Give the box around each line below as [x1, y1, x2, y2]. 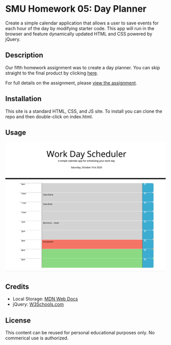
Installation [5, 95, 42, 103]
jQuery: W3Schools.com [12, 301, 64, 307]
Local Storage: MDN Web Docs [12, 296, 78, 302]
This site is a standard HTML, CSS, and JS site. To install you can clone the [5, 108, 163, 114]
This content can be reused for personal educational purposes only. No [5, 330, 155, 335]
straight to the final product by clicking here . [5, 70, 98, 76]
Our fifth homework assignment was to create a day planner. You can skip [5, 64, 160, 70]
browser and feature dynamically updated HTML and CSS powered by [5, 31, 153, 37]
